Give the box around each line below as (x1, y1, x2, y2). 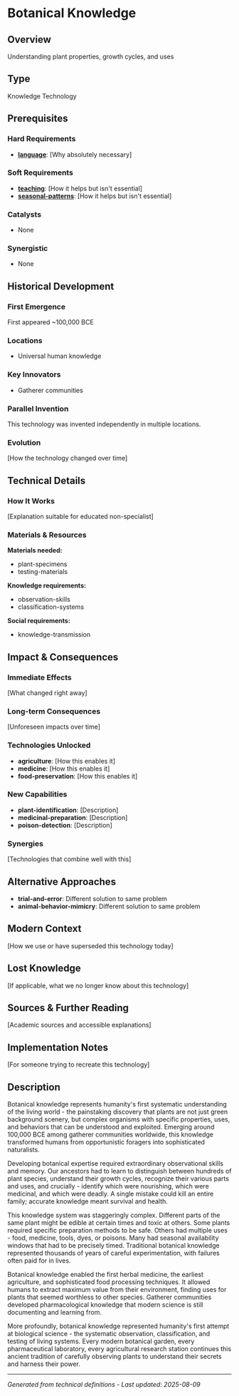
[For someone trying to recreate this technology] (7, 1060, 150, 1069)
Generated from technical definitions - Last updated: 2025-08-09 (7, 1380, 201, 1388)
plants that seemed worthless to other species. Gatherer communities (7, 1293, 212, 1301)
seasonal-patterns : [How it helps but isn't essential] (17, 191, 172, 200)
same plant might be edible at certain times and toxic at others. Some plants (7, 1218, 230, 1227)
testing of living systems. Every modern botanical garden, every (7, 1337, 195, 1345)
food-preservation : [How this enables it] (17, 771, 138, 780)
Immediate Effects (7, 672, 73, 682)
